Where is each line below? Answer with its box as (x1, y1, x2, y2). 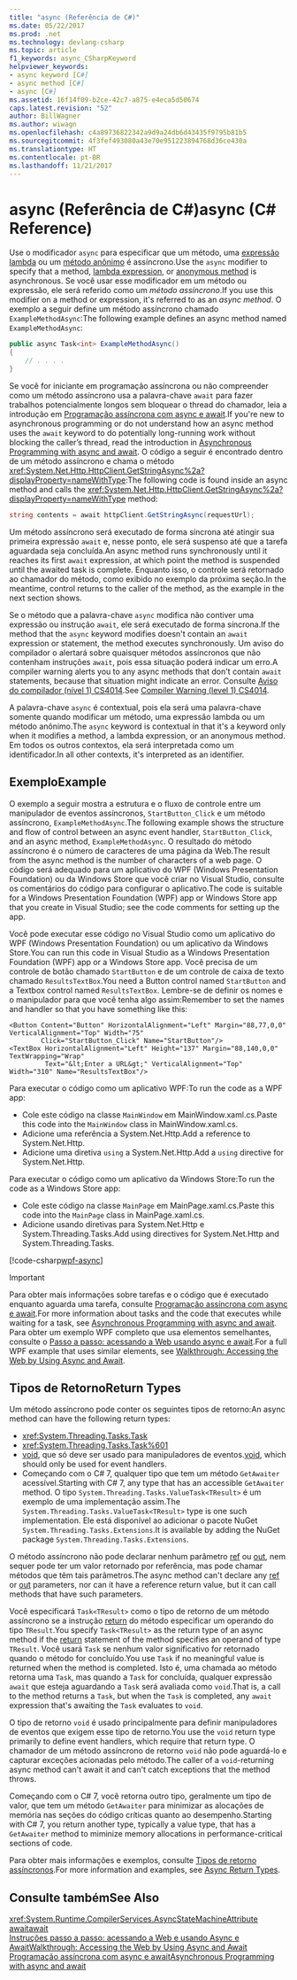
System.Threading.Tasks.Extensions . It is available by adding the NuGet (21, 1525, 280, 1535)
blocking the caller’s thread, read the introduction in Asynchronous (9, 437, 252, 447)
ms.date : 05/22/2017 (9, 21, 86, 30)
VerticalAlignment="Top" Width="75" (9, 1028, 144, 1037)
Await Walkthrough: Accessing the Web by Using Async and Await (9, 1942, 247, 1953)
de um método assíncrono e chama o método (9, 455, 175, 466)
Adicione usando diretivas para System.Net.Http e (21, 1218, 205, 1229)
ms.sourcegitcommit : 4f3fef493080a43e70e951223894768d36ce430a (9, 136, 247, 145)
